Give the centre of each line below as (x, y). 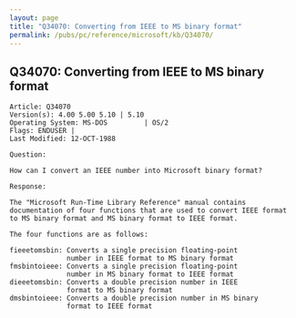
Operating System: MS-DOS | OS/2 (89, 123)
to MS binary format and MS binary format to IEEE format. (124, 219)
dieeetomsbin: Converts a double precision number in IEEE (124, 282)
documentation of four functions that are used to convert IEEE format (148, 210)
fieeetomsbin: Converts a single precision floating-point (124, 251)
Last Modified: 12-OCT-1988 (63, 139)
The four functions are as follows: (79, 235)
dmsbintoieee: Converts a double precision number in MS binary (134, 298)
